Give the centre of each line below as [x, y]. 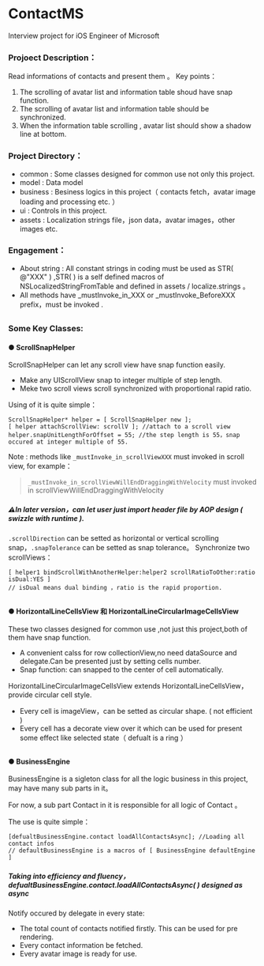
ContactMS [46, 14]
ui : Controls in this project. [63, 210]
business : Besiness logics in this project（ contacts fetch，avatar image [138, 191]
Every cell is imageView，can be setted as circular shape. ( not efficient [136, 711]
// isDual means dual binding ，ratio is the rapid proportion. [115, 588]
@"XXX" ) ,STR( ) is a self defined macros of [92, 277]
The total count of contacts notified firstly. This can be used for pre [128, 929]
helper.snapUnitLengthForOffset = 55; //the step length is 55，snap [124, 436]
